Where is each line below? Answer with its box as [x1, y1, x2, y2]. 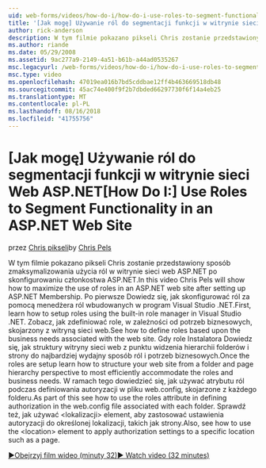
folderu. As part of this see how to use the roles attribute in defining [8, 393, 227, 402]
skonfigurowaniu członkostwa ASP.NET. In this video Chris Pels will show [8, 274, 245, 284]
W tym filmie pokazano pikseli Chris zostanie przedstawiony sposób [8, 258, 231, 267]
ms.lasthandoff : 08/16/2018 [8, 108, 101, 116]
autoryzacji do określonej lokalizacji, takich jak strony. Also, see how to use [8, 418, 252, 428]
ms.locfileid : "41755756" [8, 115, 93, 123]
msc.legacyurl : [8, 63, 59, 71]
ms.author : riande [8, 41, 69, 49]
